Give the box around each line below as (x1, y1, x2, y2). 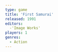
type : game (5, 7, 28, 12)
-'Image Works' (9, 26, 41, 31)
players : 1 (5, 30, 28, 35)
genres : (5, 35, 21, 40)
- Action (9, 40, 28, 45)
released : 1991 (5, 16, 36, 21)
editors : (5, 21, 23, 26)
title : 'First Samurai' (5, 12, 54, 17)
